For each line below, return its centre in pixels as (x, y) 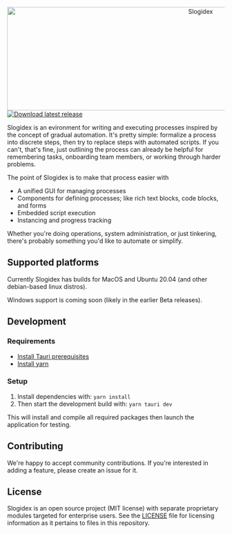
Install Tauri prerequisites (53, 356)
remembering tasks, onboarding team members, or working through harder (114, 157)
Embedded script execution (56, 213)
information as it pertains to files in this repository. (78, 523)
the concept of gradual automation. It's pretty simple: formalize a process (112, 135)
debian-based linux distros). (47, 286)
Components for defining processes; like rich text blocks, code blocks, (118, 198)
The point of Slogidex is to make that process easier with (88, 177)
